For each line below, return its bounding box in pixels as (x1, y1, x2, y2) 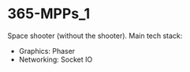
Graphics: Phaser (18, 46, 76, 55)
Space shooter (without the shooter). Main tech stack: (7, 31, 183, 40)
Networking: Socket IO (18, 55, 93, 64)
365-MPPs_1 (7, 5, 91, 23)
